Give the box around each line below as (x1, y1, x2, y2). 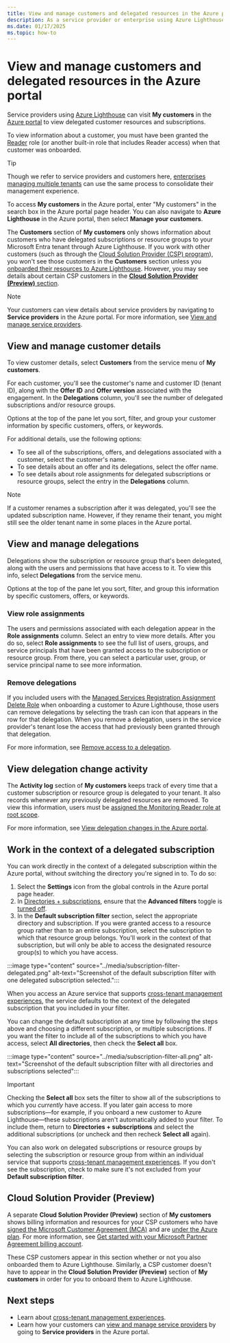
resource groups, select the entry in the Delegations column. (16, 478, 190, 485)
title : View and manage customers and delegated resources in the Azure (7, 10, 219, 17)
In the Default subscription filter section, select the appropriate (16, 912, 198, 920)
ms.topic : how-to (7, 29, 57, 36)
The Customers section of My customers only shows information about (7, 228, 211, 237)
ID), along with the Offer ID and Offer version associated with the (7, 386, 192, 395)
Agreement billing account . (7, 1239, 84, 1248)
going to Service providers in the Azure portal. (16, 1327, 150, 1335)
